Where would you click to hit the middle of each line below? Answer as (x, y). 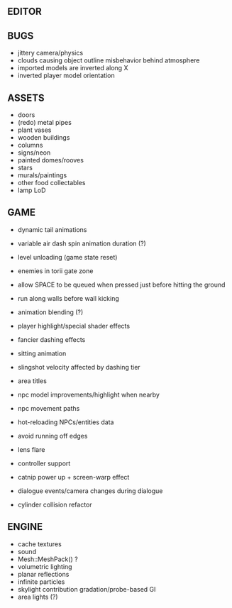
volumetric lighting (45, 566)
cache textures (39, 544)
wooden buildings (44, 138)
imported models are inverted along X (73, 68)
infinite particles (41, 582)
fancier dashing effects (51, 339)
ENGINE (25, 527)
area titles (32, 381)
